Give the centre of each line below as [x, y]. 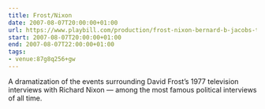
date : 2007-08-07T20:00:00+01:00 [63, 23]
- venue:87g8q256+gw [42, 60]
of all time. [25, 98]
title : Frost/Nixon [40, 15]
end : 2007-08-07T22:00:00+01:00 [61, 45]
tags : [17, 52]
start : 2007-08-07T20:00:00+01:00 [65, 37]
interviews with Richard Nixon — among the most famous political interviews [132, 89]
